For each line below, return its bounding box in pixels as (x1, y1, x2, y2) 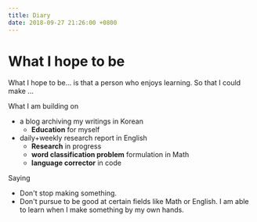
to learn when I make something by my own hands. (19, 205, 184, 215)
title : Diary (8, 11, 51, 20)
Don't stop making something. (19, 188, 118, 198)
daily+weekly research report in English (19, 134, 147, 143)
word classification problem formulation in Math (31, 150, 190, 159)
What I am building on (8, 102, 79, 111)
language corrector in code (31, 158, 121, 168)
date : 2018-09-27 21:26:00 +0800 (8, 19, 118, 27)
